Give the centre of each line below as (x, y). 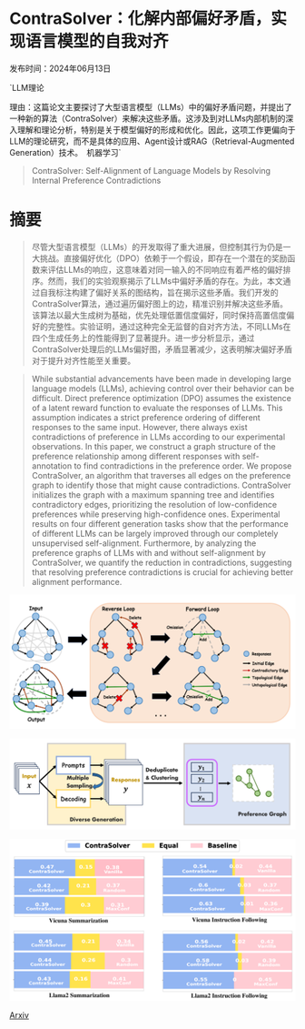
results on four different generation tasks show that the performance (160, 523)
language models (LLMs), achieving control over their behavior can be (163, 388)
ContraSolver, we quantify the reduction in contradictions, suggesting (162, 562)
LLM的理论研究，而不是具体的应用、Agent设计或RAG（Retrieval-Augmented (152, 141)
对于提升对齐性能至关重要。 (84, 360)
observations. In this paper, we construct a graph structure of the (154, 446)
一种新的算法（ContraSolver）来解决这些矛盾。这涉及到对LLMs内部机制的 (148, 118)
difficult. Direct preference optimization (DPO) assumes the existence (162, 398)
